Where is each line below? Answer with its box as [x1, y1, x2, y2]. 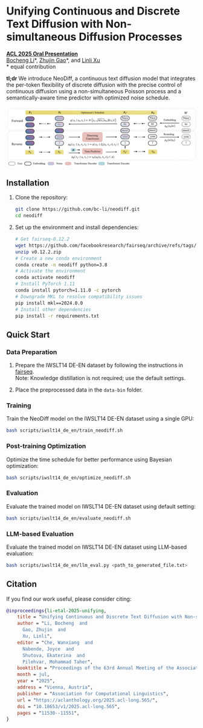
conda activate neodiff [14, 275, 76, 281]
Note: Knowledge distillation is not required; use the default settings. [14, 375, 186, 382]
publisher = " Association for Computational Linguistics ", [17, 690, 169, 696]
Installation [6, 178, 50, 188]
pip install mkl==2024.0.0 [14, 300, 83, 306]
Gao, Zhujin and [22, 627, 66, 633]
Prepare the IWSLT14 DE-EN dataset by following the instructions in [14, 362, 183, 369]
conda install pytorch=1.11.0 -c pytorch [14, 287, 121, 293]
